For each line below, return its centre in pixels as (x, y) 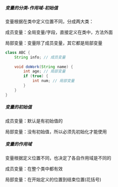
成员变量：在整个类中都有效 (34, 169)
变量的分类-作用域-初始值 (32, 8)
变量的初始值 (18, 107)
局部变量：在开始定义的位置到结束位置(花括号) (53, 179)
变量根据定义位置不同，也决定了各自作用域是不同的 (58, 158)
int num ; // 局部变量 (53, 81)
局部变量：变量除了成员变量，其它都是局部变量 (54, 43)
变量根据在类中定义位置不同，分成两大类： (49, 21)
